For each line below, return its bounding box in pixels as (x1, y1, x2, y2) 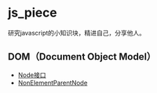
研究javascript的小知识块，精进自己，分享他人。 (8, 28, 146, 37)
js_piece (8, 5, 58, 21)
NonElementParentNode (17, 78, 88, 87)
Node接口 (17, 71, 47, 79)
